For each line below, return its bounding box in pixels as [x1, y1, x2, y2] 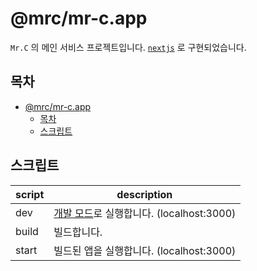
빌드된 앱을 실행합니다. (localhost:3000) [53, 243, 237, 257]
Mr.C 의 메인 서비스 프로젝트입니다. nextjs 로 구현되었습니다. [10, 41, 247, 53]
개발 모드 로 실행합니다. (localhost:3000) [53, 206, 237, 220]
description [116, 187, 173, 201]
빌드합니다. [53, 225, 103, 239]
